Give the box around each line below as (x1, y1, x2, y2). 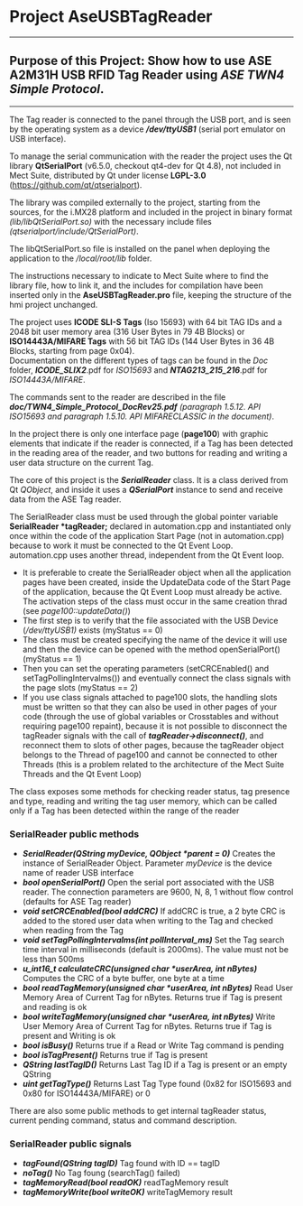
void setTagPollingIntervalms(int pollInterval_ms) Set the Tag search (22, 934, 285, 945)
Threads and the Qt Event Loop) (22, 768, 142, 779)
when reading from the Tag (22, 925, 124, 936)
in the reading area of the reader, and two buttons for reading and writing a (9, 447, 288, 458)
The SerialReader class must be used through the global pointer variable (9, 511, 279, 522)
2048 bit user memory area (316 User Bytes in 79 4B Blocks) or (9, 326, 245, 337)
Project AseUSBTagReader (9, 6, 213, 27)
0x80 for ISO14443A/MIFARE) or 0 (22, 1088, 151, 1099)
